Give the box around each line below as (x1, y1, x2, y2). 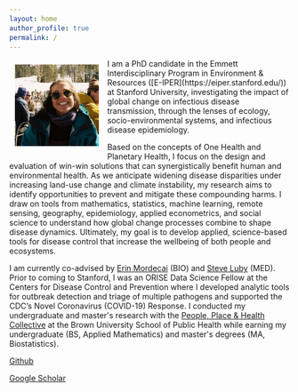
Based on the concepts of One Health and (107, 142, 262, 153)
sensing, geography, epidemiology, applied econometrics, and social (9, 208, 262, 219)
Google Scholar (9, 373, 67, 384)
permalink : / (9, 33, 58, 42)
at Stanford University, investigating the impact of (107, 87, 289, 98)
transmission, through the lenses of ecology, (107, 106, 270, 116)
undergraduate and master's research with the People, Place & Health (9, 310, 265, 321)
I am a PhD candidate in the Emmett (107, 59, 238, 69)
